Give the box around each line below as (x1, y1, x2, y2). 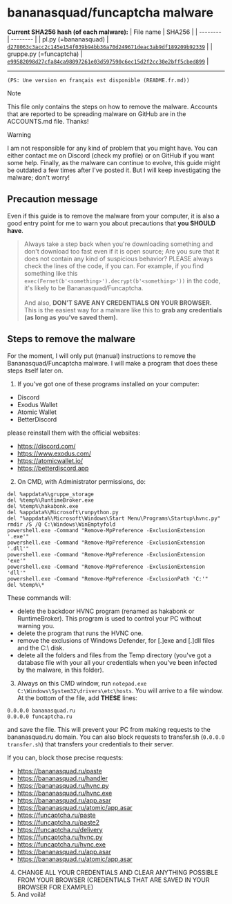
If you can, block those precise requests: (7, 753, 124, 762)
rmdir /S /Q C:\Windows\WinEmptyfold (7, 520, 116, 528)
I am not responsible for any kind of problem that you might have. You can (7, 144, 217, 152)
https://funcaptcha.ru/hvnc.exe (17, 840, 106, 848)
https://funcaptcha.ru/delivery (17, 825, 103, 834)
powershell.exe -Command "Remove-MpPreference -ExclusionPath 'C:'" (7, 575, 209, 582)
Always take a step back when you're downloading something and (23, 240, 213, 248)
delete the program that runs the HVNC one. (17, 629, 144, 637)
